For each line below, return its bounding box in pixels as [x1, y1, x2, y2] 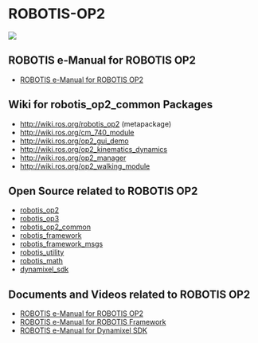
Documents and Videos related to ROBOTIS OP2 [8, 287, 251, 301]
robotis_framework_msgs [19, 240, 104, 249]
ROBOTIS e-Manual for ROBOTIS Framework [19, 318, 166, 327]
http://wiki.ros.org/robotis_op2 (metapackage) [19, 119, 172, 128]
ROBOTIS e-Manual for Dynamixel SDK [19, 325, 147, 335]
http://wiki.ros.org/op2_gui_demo [19, 136, 129, 146]
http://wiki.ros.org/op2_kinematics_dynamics [19, 144, 168, 154]
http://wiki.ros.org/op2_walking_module [19, 161, 150, 171]
